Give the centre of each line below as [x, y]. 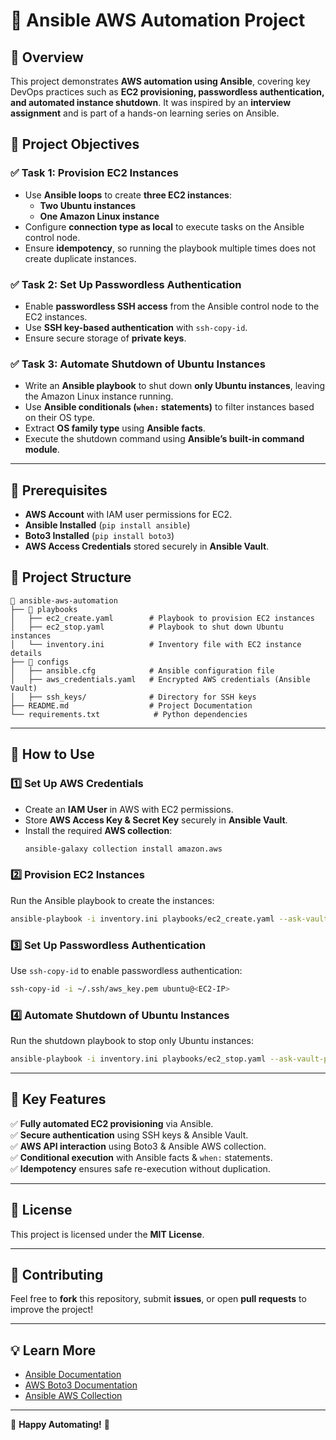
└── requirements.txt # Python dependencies [129, 714]
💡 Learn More [53, 1350]
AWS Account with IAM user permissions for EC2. [128, 515]
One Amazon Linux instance [99, 216]
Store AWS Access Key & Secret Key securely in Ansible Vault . [156, 820]
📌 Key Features [58, 1099]
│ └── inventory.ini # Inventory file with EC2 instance [156, 644]
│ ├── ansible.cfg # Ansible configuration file [142, 670]
